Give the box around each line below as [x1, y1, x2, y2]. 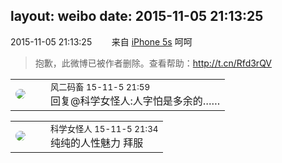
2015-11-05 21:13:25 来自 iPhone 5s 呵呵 [10, 35, 193, 48]
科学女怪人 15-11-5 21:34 [50, 123, 159, 134]
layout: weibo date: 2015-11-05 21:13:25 [10, 8, 264, 25]
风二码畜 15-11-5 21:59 [50, 81, 151, 93]
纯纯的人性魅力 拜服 [50, 135, 144, 149]
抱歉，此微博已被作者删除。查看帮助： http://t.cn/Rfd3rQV [34, 57, 273, 69]
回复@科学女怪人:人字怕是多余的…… [50, 94, 221, 108]
